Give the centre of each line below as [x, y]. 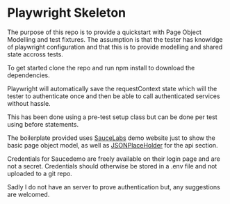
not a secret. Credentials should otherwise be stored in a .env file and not [112, 166]
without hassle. [29, 103]
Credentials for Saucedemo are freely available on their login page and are [114, 159]
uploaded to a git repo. [40, 173]
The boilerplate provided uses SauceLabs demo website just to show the [111, 138]
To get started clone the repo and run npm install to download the [101, 68]
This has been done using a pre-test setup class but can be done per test [112, 117]
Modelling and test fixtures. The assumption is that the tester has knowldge [115, 39]
